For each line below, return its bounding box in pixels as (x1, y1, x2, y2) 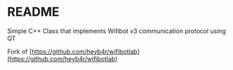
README (7, 4, 60, 20)
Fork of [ (7, 47, 32, 56)
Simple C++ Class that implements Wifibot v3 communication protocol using (7, 27, 226, 35)
